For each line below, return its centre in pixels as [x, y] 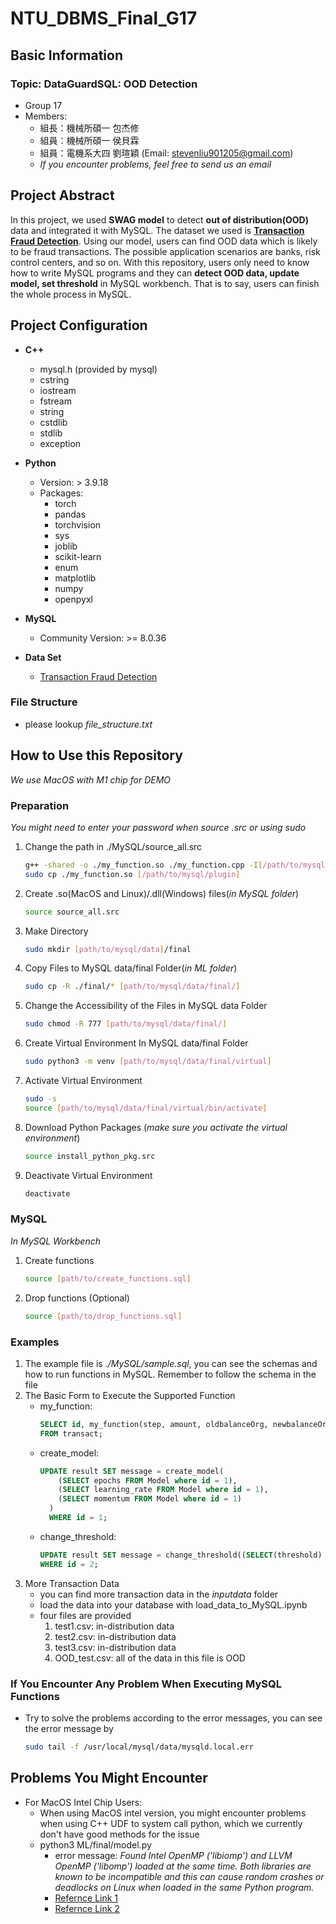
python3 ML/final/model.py [95, 1844]
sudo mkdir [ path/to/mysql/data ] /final [108, 949]
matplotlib [75, 578]
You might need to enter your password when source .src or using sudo [158, 827]
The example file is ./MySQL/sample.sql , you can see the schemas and [171, 1363]
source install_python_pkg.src [90, 1156]
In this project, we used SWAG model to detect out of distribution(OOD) [159, 219]
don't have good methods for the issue [119, 1834]
